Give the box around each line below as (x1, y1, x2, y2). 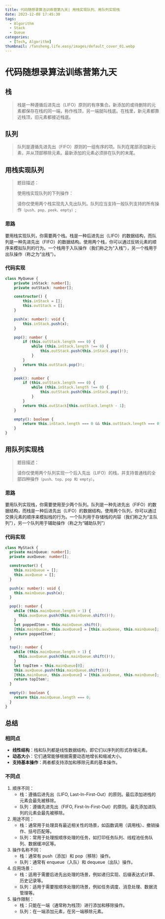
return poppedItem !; (14, 631, 56, 636)
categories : (5, 35, 29, 40)
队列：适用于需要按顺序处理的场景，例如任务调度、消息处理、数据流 (19, 884, 158, 889)
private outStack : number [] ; (14, 285, 74, 290)
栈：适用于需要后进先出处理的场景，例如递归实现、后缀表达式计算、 (19, 871, 158, 877)
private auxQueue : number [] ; (9, 554, 69, 559)
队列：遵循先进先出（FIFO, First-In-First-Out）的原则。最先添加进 (19, 804, 152, 810)
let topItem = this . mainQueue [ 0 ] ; (14, 663, 84, 668)
